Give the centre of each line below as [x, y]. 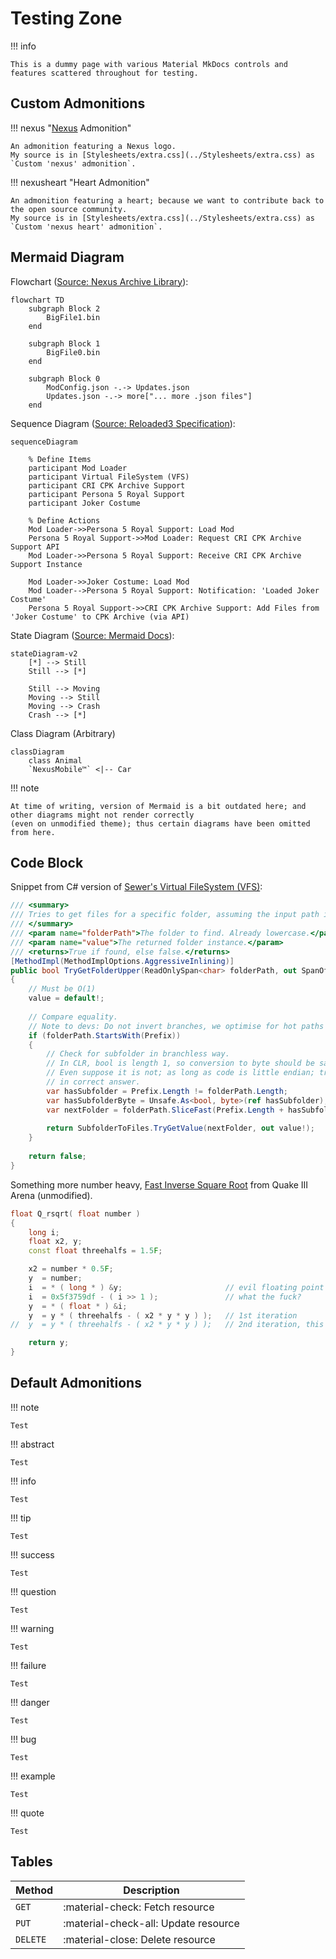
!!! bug [23, 1739]
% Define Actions [64, 520]
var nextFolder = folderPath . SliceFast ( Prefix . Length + [165, 1110]
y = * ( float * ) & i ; [78, 1306]
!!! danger [30, 1702]
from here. [33, 832]
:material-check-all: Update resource [151, 1923]
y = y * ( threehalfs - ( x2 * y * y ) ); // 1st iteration [163, 1315]
